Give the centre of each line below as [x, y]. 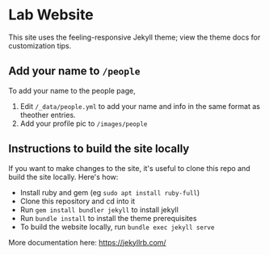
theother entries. [48, 115]
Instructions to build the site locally [99, 149]
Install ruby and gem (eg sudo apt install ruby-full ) [110, 192]
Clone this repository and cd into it [78, 201]
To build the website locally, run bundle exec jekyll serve [117, 227]
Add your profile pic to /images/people [84, 123]
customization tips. [40, 45]
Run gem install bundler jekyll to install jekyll [99, 209]
